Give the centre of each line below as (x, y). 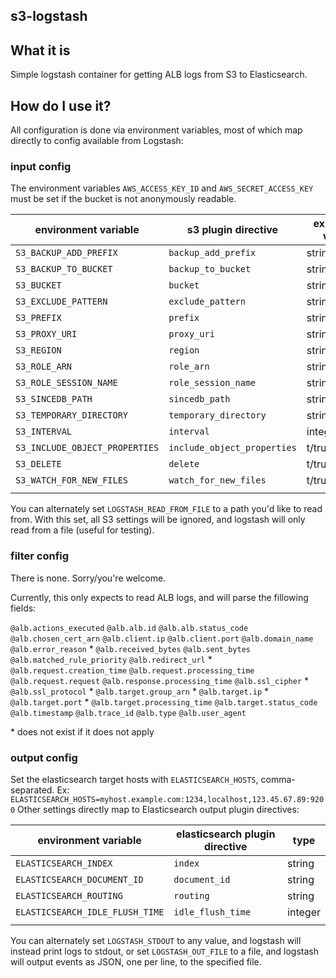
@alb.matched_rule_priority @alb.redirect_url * (111, 659)
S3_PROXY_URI (46, 334)
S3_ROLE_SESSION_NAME (66, 383)
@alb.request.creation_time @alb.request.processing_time (132, 670)
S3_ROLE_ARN (44, 367)
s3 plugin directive (232, 230)
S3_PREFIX (38, 318)
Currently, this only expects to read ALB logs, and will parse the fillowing (159, 597)
